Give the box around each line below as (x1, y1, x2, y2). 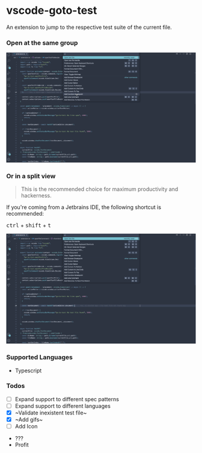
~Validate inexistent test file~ (14, 409, 87, 416)
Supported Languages (6, 353, 73, 361)
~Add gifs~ (14, 416, 43, 423)
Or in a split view (6, 172, 56, 181)
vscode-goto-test (6, 4, 97, 17)
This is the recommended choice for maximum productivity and (20, 186, 179, 193)
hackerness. (20, 192, 52, 199)
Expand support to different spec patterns (14, 395, 119, 402)
